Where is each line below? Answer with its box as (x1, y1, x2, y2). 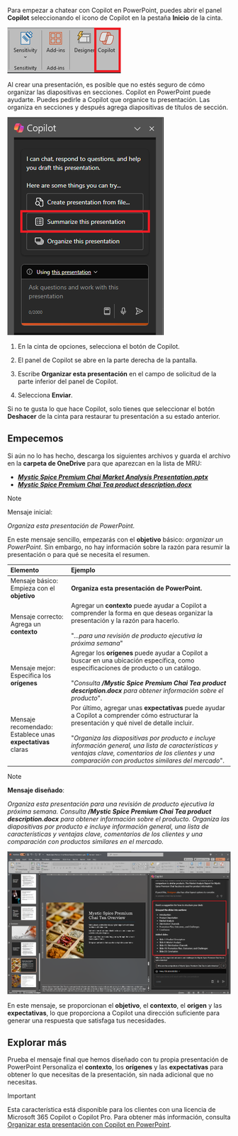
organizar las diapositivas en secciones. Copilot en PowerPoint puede (7, 88, 211, 96)
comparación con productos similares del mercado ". (70, 756, 225, 765)
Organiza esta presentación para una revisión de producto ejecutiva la (7, 799, 215, 808)
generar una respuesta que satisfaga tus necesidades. (7, 1016, 166, 1025)
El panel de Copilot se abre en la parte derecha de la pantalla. (17, 356, 198, 364)
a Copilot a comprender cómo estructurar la (70, 712, 198, 720)
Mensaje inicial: (7, 507, 53, 516)
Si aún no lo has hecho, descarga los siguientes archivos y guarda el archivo (7, 451, 231, 460)
